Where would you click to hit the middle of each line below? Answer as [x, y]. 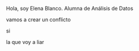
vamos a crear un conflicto [38, 19]
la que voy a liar [25, 42]
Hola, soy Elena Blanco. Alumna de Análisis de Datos [70, 8]
